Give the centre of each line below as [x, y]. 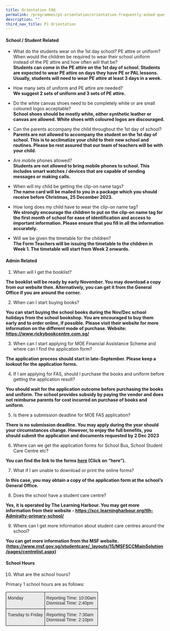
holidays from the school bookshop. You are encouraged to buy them [80, 317]
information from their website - [40, 510]
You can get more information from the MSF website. [62, 541]
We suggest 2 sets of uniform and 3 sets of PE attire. [69, 94]
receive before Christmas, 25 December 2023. [63, 197]
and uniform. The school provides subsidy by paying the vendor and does [84, 394]
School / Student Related [32, 40]
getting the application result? [44, 379]
